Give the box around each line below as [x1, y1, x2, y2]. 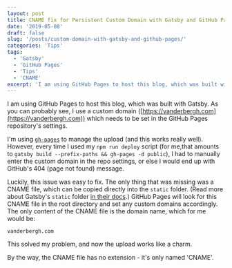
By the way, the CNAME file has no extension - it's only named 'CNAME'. [7, 253, 214, 262]
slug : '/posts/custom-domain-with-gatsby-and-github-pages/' [7, 36, 187, 43]
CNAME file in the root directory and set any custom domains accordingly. [7, 200, 218, 208]
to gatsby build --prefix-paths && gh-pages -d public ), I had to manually [7, 150, 221, 158]
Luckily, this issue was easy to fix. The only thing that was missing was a [7, 178, 214, 186]
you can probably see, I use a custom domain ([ [7, 107, 143, 115]
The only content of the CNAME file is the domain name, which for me [7, 207, 206, 216]
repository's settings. [7, 122, 68, 130]
